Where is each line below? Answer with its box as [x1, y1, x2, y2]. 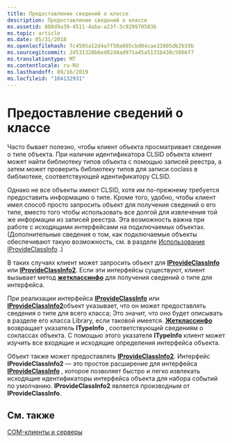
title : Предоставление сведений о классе [7, 10, 129, 17]
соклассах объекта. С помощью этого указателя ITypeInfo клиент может [7, 332, 226, 340]
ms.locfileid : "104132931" [7, 75, 85, 82]
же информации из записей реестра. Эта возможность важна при [7, 215, 205, 224]
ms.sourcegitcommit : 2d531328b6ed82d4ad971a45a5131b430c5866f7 [7, 49, 194, 56]
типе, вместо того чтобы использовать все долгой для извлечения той [7, 208, 217, 217]
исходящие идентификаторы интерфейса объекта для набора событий [7, 374, 218, 383]
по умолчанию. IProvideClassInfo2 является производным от [7, 382, 190, 390]
